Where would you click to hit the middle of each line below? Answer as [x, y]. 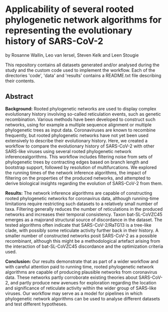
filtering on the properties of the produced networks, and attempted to [78, 178]
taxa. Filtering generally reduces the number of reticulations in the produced [84, 209]
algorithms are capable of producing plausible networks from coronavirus [81, 272]
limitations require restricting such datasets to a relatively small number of [81, 204]
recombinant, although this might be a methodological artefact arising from [83, 241]
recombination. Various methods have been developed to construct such [80, 119]
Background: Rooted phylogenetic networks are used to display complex [81, 108]
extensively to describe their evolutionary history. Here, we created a [76, 140]
